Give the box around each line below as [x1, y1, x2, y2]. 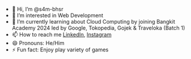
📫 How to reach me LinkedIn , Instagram [11, 31, 112, 38]
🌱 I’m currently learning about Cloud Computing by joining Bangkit [11, 18, 175, 25]
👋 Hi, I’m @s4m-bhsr [11, 6, 64, 12]
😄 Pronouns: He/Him [11, 40, 65, 47]
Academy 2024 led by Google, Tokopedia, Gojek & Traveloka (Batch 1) [11, 24, 186, 31]
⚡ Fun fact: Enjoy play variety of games [11, 46, 109, 53]
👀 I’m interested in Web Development [11, 12, 104, 19]
